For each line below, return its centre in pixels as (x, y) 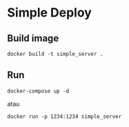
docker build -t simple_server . (55, 54)
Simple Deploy (49, 13)
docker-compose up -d (38, 91)
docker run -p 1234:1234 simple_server (64, 116)
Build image (33, 38)
